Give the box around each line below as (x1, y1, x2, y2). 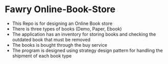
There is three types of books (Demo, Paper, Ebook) (12, 25, 122, 31)
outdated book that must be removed (12, 37, 90, 43)
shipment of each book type (12, 52, 72, 59)
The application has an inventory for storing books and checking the (12, 31, 156, 37)
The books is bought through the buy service (12, 42, 108, 48)
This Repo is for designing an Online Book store (12, 20, 113, 26)
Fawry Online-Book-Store (5, 4, 116, 15)
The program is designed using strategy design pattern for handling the (12, 47, 163, 53)
